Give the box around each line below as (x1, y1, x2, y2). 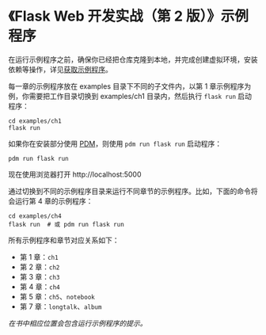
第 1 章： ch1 (19, 252, 59, 261)
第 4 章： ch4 (19, 282, 61, 291)
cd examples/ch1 (8, 116, 62, 125)
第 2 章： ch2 (19, 262, 60, 272)
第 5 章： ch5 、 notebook (19, 291, 95, 301)
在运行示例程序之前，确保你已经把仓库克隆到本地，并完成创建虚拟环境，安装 (8, 55, 258, 64)
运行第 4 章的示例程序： (14, 196, 93, 206)
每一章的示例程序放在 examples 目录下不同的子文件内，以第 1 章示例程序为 (8, 81, 252, 91)
